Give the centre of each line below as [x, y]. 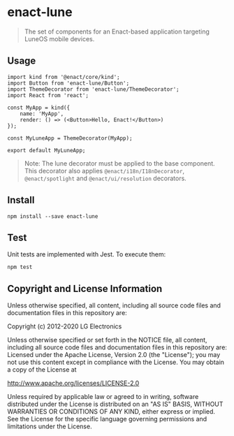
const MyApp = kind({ [39, 108]
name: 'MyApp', [42, 114]
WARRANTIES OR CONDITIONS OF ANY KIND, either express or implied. [111, 412]
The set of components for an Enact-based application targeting [117, 31]
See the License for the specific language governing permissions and [107, 419]
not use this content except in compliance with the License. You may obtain [116, 362]
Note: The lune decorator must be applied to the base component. [119, 163]
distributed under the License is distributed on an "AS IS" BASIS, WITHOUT [115, 404]
